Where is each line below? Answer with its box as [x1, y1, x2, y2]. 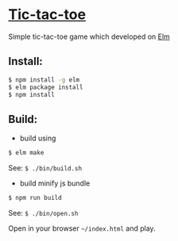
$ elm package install [8, 83, 83, 91]
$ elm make [8, 149, 44, 157]
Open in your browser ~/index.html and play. [8, 224, 157, 233]
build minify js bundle [19, 178, 91, 188]
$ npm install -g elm [8, 75, 80, 84]
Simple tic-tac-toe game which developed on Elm [8, 32, 171, 41]
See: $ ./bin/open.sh [8, 208, 79, 217]
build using [19, 133, 56, 143]
